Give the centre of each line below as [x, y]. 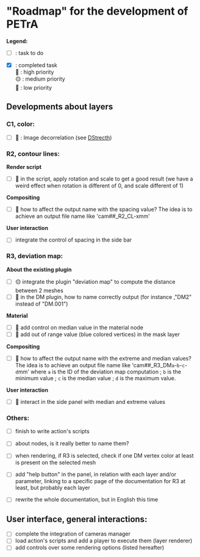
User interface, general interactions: [77, 519]
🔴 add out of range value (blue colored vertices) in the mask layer [97, 334]
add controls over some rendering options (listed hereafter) [90, 548]
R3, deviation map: [35, 256]
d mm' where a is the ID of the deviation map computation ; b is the [98, 372]
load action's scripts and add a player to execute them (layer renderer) [104, 541]
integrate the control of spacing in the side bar [73, 240]
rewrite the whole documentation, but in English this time [87, 500]
